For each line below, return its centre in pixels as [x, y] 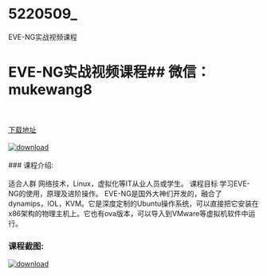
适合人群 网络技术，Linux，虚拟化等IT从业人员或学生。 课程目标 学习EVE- [130, 183]
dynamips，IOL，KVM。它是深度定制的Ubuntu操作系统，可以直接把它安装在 [133, 203]
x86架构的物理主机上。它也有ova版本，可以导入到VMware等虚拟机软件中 [128, 213]
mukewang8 [51, 90]
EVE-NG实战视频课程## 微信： [110, 72]
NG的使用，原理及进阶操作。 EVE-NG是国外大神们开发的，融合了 [115, 193]
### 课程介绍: [31, 165]
